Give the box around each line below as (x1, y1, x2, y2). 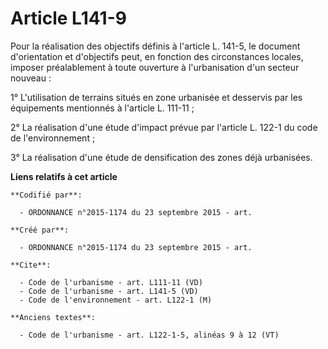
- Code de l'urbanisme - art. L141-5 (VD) (19, 286, 199, 296)
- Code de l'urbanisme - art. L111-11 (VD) (19, 277, 203, 287)
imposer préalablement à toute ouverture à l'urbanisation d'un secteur (10, 61, 300, 73)
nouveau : (10, 72, 52, 84)
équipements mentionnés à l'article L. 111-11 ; (10, 102, 195, 114)
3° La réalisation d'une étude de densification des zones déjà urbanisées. (10, 151, 313, 163)
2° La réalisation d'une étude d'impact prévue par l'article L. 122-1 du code (10, 121, 318, 133)
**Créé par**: (10, 225, 70, 235)
